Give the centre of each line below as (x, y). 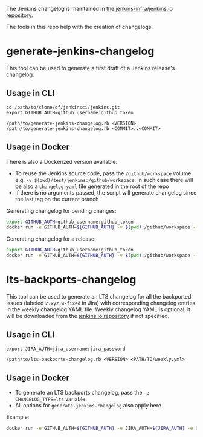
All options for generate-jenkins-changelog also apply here (88, 405)
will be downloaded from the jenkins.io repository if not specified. (88, 316)
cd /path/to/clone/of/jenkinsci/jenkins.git (63, 107)
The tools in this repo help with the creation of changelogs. (79, 27)
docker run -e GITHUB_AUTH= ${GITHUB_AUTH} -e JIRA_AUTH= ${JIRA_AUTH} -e (100, 428)
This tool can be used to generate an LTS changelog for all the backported (99, 296)
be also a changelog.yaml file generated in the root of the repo (92, 186)
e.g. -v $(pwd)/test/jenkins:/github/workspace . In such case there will (104, 180)
